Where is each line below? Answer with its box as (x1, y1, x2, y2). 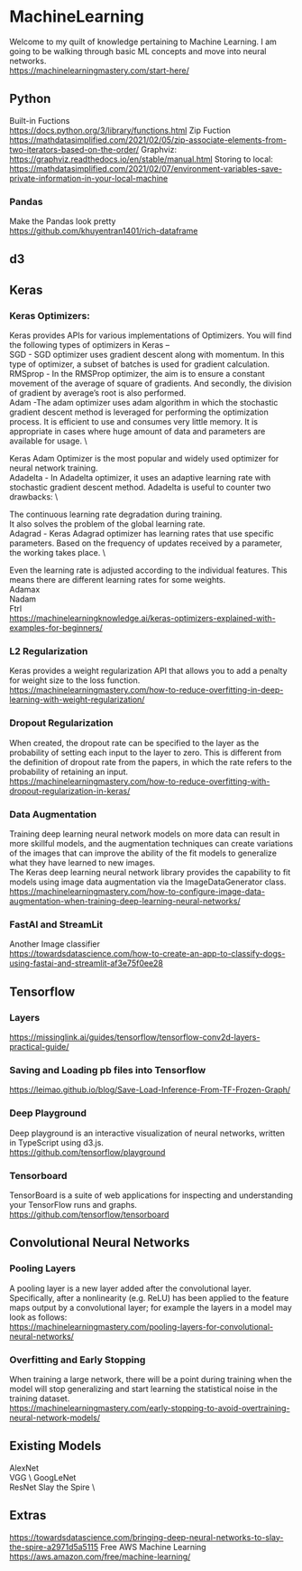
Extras (9, 1508, 47, 1523)
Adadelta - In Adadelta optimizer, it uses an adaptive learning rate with (9, 472, 271, 483)
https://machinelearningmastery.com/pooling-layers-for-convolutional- (9, 1321, 274, 1332)
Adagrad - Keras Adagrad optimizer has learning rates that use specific (9, 528, 275, 539)
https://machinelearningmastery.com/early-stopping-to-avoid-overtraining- (9, 1402, 290, 1413)
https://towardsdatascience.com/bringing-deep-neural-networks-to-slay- (9, 1531, 284, 1542)
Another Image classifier (9, 939, 101, 949)
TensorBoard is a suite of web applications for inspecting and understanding (9, 1190, 294, 1201)
